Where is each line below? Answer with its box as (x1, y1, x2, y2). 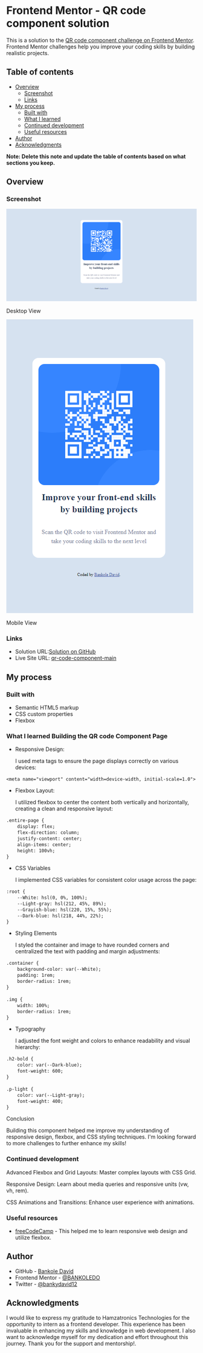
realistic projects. (6, 49, 50, 56)
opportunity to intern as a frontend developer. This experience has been (6, 1320, 185, 1328)
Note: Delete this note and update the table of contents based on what (6, 153, 186, 160)
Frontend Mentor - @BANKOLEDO (14, 1274, 100, 1281)
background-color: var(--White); (17, 967, 101, 973)
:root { (6, 888, 26, 895)
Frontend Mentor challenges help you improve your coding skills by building (6, 43, 195, 50)
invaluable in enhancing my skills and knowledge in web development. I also (6, 1327, 196, 1334)
